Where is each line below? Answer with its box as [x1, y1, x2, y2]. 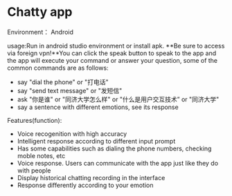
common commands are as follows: [7, 63, 109, 72]
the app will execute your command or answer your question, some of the [7, 56, 218, 64]
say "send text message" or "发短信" [17, 86, 123, 95]
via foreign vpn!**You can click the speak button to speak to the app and [7, 49, 217, 57]
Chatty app [7, 4, 73, 20]
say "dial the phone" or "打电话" [17, 77, 109, 86]
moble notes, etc [17, 151, 66, 159]
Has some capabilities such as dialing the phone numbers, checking [17, 144, 212, 153]
